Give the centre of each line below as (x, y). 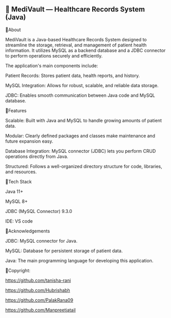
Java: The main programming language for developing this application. (79, 260)
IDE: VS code (19, 221)
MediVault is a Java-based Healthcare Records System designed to (76, 39)
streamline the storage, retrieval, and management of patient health (76, 45)
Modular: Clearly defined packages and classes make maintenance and (80, 136)
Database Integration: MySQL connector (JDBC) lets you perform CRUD (81, 151)
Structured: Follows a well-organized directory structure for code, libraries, (84, 166)
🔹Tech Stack (19, 181)
